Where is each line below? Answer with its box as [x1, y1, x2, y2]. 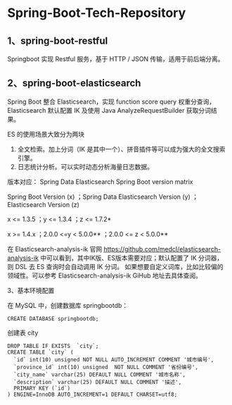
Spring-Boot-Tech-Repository [7, 5, 186, 21]
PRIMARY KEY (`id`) [13, 385, 71, 392]
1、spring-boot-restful [7, 35, 108, 46]
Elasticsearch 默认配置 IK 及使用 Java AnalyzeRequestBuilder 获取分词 [7, 106, 211, 114]
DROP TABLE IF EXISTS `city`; [7, 342, 99, 349]
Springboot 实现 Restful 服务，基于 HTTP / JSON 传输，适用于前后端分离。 [7, 55, 224, 63]
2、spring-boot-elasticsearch [7, 77, 141, 89]
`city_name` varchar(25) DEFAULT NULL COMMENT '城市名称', [13, 371, 186, 378]
